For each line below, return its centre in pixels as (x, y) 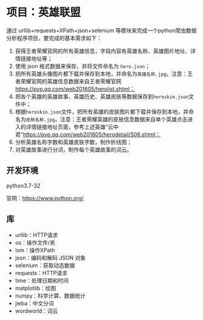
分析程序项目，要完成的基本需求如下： (54, 38)
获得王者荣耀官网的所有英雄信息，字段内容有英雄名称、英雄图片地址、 (103, 51)
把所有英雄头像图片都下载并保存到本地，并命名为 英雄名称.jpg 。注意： (101, 73)
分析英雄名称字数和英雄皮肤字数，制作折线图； (73, 142)
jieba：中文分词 (35, 303)
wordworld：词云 (37, 311)
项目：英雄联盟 (44, 12)
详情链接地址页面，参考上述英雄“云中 (72, 127)
